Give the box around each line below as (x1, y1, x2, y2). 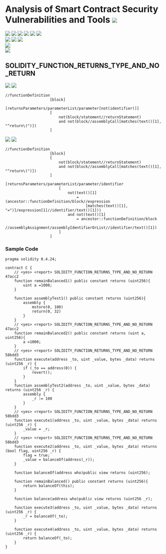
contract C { (5, 266, 32, 271)
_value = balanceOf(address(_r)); (23, 457, 95, 462)
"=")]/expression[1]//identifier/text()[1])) (5, 208, 101, 213)
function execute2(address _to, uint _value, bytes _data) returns (14, 444, 157, 449)
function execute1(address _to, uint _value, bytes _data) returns (14, 418, 157, 423)
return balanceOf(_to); (23, 536, 72, 541)
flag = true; (23, 453, 50, 458)
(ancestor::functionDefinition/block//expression (5, 199, 111, 204)
